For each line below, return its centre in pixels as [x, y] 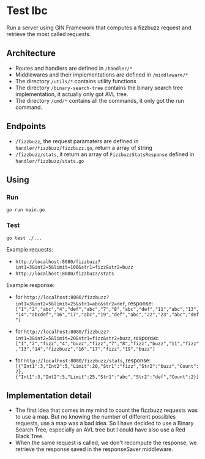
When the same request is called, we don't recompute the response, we [106, 443]
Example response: [31, 285]
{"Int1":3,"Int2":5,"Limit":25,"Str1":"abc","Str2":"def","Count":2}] [107, 377]
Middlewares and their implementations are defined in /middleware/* [102, 75]
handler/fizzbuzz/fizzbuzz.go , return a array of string [84, 147]
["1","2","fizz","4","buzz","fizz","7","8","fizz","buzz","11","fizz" [107, 343]
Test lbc [27, 11]
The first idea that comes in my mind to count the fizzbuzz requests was [106, 410]
